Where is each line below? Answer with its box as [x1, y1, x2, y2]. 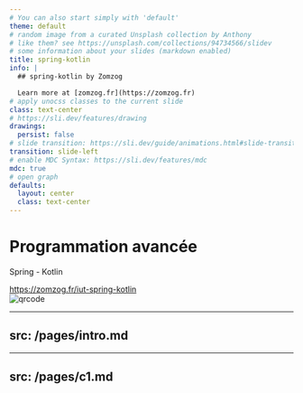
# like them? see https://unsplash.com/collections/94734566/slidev [9, 38, 272, 48]
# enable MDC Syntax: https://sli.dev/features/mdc [9, 155, 207, 164]
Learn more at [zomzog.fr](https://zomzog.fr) [17, 88, 196, 98]
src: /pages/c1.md [9, 370, 114, 385]
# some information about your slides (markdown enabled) [9, 47, 232, 56]
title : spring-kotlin [9, 55, 91, 64]
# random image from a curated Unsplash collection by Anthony [9, 30, 252, 39]
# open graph [9, 173, 59, 182]
